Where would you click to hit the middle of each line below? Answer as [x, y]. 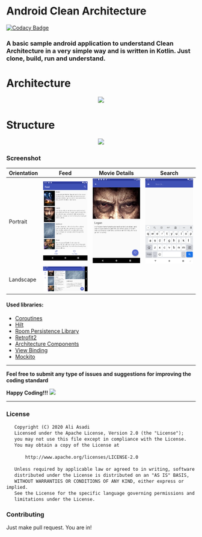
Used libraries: [25, 305]
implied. [17, 488]
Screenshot [23, 158]
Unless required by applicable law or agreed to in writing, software [105, 470]
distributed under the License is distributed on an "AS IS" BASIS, [102, 476]
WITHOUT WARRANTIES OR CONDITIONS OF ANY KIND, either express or [99, 482]
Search [169, 173]
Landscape [23, 280]
